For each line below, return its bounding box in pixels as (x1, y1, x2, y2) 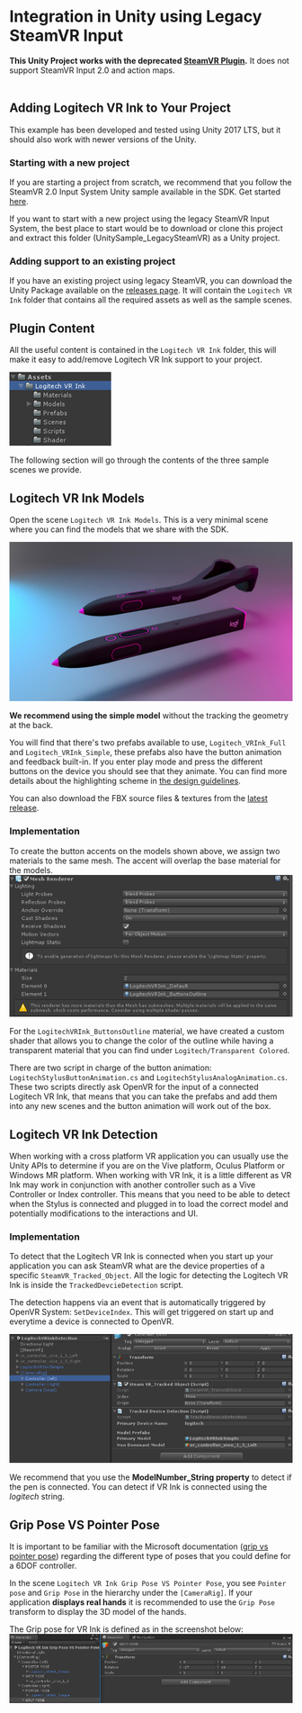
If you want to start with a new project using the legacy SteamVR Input (9, 213, 270, 224)
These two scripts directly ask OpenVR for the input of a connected (9, 1082, 259, 1093)
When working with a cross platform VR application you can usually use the (9, 1150, 289, 1161)
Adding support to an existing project (9, 255, 176, 267)
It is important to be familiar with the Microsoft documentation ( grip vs (9, 1541, 269, 1552)
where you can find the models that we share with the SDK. (9, 524, 229, 535)
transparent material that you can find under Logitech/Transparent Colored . (9, 1045, 290, 1056)
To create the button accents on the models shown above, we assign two (9, 845, 280, 856)
